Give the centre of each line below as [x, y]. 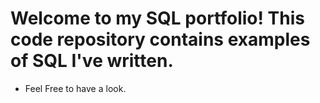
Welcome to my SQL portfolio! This [157, 18]
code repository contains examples [160, 39]
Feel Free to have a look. [75, 88]
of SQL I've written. [92, 61]
